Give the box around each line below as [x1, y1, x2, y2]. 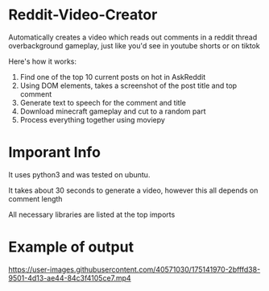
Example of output [8, 238, 134, 256]
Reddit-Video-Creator [8, 6, 158, 24]
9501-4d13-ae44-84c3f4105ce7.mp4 [8, 272, 131, 283]
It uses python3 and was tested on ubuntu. [8, 169, 151, 179]
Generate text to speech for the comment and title [19, 98, 187, 107]
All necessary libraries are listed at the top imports [8, 210, 176, 219]
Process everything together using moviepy [19, 114, 165, 124]
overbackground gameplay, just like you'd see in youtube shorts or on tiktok [8, 40, 260, 50]
